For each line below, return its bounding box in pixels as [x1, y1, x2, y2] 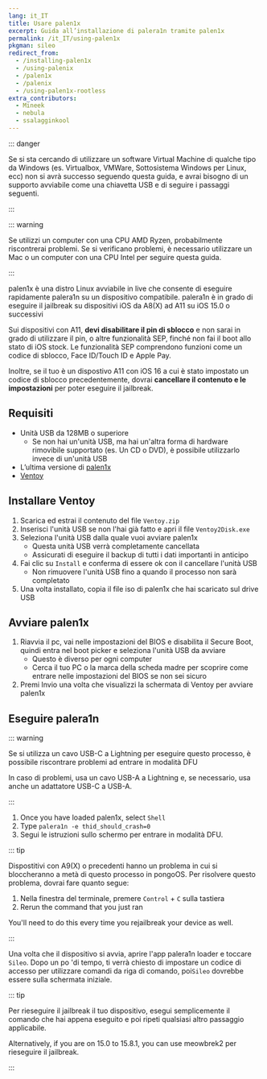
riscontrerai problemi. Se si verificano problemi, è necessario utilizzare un [8, 243, 253, 254]
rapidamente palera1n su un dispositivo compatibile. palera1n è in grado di [8, 291, 253, 302]
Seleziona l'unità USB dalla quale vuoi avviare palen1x [19, 532, 199, 542]
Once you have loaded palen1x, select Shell [19, 812, 166, 822]
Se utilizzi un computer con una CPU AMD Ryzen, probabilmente [8, 235, 223, 245]
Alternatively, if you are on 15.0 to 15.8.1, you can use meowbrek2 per [8, 1039, 237, 1048]
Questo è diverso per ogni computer [31, 654, 153, 664]
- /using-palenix [15, 64, 74, 72]
